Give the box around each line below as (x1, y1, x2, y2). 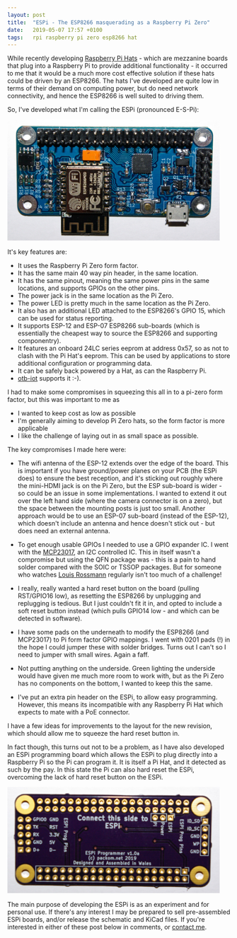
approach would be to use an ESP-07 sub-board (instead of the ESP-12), (17, 511, 229, 520)
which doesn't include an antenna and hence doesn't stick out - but (17, 519, 215, 527)
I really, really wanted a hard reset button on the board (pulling (17, 584, 200, 592)
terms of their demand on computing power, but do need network (7, 84, 199, 93)
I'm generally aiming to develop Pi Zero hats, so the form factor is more (17, 417, 225, 424)
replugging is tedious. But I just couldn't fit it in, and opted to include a (17, 599, 222, 608)
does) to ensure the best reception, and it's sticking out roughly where (17, 474, 224, 482)
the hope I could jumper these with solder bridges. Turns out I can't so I (17, 643, 226, 651)
